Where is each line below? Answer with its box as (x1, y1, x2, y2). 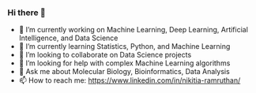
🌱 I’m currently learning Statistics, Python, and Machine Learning (18, 42, 231, 51)
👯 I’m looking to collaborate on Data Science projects (18, 50, 192, 60)
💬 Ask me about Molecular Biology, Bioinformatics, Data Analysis (18, 67, 230, 76)
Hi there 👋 (7, 7, 47, 18)
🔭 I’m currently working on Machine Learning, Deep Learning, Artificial (18, 25, 248, 35)
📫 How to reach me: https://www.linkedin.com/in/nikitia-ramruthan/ (18, 76, 241, 85)
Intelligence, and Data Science (18, 33, 119, 43)
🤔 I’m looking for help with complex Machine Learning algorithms (18, 58, 231, 68)
